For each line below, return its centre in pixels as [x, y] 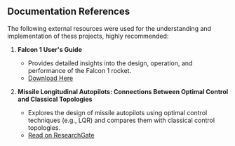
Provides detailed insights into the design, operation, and [110, 63]
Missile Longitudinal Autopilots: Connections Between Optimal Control [123, 91]
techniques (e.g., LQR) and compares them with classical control [121, 120]
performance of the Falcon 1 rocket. [80, 70]
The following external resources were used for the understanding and [109, 28]
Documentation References [69, 12]
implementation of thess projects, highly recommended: [88, 36]
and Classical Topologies [55, 99]
